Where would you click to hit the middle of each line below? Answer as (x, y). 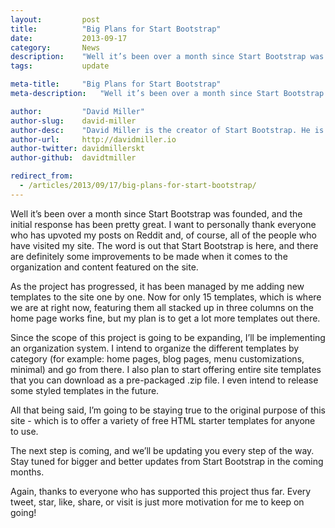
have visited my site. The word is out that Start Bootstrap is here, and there (164, 245)
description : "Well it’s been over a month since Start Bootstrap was (167, 57)
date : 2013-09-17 (69, 38)
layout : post (55, 19)
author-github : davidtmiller (73, 158)
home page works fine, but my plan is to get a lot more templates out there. (165, 318)
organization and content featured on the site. (104, 267)
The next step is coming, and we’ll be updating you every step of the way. (162, 450)
